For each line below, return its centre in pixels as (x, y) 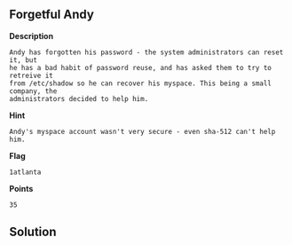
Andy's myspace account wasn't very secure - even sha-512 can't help (142, 131)
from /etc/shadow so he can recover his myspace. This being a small (141, 83)
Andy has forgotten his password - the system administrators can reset (146, 52)
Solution (33, 232)
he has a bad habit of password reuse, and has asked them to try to (141, 67)
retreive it (31, 75)
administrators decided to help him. (79, 99)
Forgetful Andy (52, 15)
